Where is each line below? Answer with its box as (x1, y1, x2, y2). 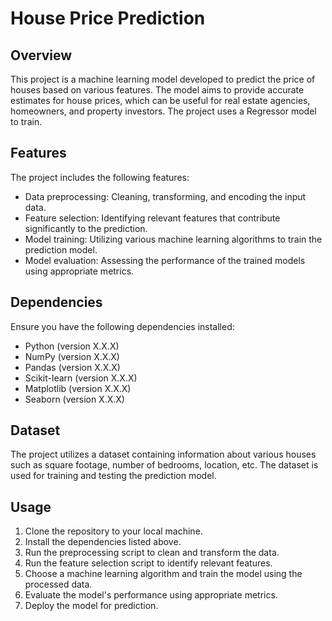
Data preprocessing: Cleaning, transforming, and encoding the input (24, 190, 307, 202)
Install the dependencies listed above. (24, 536, 182, 548)
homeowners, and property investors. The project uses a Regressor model (10, 105, 317, 117)
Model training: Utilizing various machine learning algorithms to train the (24, 233, 323, 245)
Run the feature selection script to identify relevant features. (24, 557, 273, 569)
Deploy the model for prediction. (24, 600, 159, 612)
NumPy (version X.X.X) (24, 350, 120, 362)
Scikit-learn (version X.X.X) (24, 372, 138, 384)
